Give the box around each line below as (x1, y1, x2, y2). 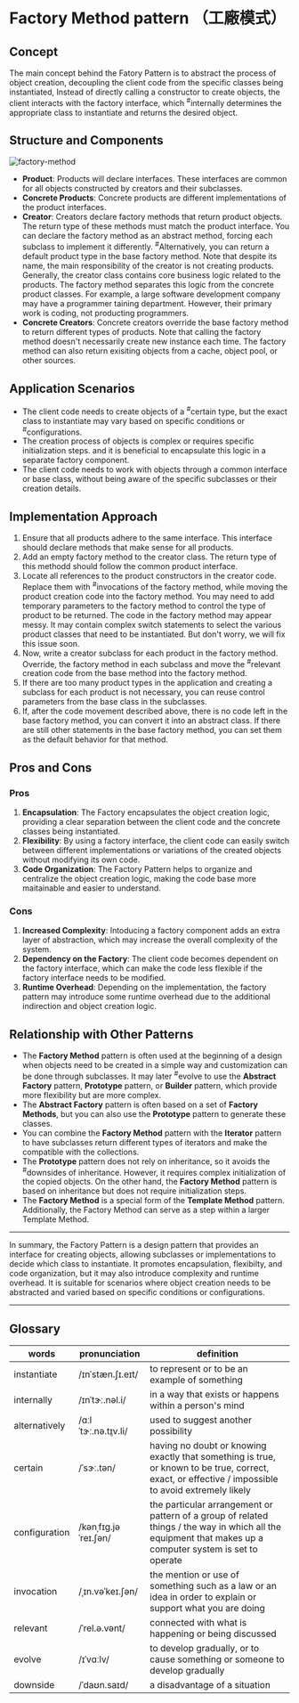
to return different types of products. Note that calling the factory (21, 327, 262, 338)
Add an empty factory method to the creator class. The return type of (21, 551, 278, 562)
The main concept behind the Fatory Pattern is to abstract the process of (9, 68, 277, 78)
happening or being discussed (149, 1627, 278, 1640)
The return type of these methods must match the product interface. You (21, 221, 290, 232)
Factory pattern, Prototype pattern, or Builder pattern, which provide (21, 1080, 278, 1091)
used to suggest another (149, 1414, 252, 1426)
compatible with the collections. (21, 1146, 140, 1157)
